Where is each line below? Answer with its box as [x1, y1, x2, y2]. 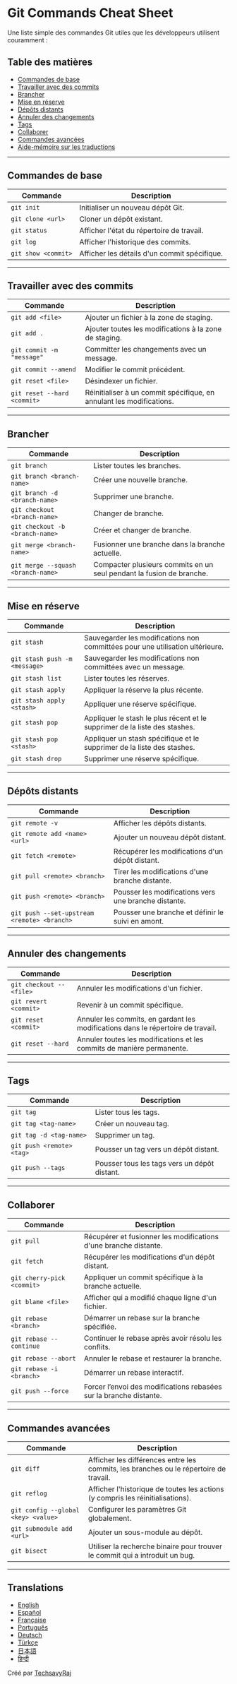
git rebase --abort [11, 1354, 76, 1363]
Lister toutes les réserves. [83, 674, 170, 683]
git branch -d [11, 489, 59, 497]
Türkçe [17, 1638, 39, 1647]
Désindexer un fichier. [85, 376, 158, 386]
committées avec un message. [83, 662, 186, 671]
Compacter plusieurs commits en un [93, 560, 214, 570]
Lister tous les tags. [95, 1107, 160, 1117]
